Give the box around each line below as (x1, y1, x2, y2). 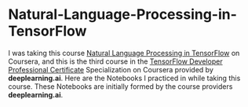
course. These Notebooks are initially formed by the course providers (8, 81, 233, 91)
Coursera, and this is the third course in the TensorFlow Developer (8, 57, 223, 66)
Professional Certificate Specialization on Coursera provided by (8, 65, 214, 74)
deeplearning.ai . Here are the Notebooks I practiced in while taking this (8, 73, 241, 83)
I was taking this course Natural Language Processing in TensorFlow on (8, 48, 240, 57)
